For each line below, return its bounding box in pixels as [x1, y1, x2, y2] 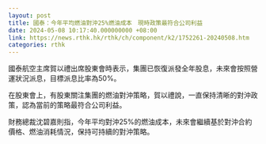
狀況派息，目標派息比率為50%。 [14, 74, 121, 83]
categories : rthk [8, 41, 66, 49]
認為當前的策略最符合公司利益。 [21, 100, 127, 110]
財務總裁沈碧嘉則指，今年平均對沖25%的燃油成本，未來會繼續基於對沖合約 [8, 117, 253, 127]
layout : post [8, 11, 51, 20]
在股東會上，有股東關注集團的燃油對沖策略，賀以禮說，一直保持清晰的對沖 [8, 90, 251, 100]
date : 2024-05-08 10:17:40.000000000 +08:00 [8, 26, 158, 34]
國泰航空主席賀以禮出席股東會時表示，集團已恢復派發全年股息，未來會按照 [8, 64, 251, 74]
